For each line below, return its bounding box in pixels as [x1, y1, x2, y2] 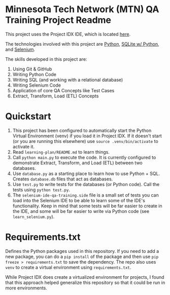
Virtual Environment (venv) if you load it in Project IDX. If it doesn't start [12, 133, 162, 139]
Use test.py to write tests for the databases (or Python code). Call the [12, 181, 160, 187]
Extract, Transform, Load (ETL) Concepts [12, 93, 99, 99]
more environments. [5, 285, 47, 291]
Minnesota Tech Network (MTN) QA [5, 4, 159, 15]
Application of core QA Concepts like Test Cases [12, 87, 115, 93]
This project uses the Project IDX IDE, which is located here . [5, 31, 131, 37]
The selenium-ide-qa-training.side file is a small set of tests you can [12, 192, 159, 198]
